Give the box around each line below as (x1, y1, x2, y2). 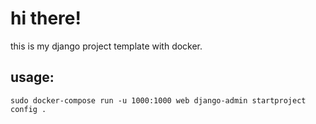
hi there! (10, 7, 82, 30)
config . (10, 104, 47, 114)
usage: (10, 69, 55, 86)
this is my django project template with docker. (10, 40, 203, 52)
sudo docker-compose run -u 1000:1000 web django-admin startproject (10, 95, 307, 106)
